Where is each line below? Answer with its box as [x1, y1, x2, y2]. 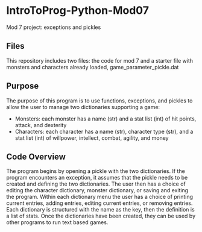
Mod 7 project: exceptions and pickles [6, 24, 101, 31]
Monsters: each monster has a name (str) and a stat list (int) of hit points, [14, 115, 197, 122]
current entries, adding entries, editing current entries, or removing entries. [6, 199, 193, 207]
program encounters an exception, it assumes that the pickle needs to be [6, 174, 188, 181]
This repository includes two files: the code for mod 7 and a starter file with [6, 57, 194, 64]
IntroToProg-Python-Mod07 [6, 4, 150, 17]
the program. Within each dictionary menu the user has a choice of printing [6, 193, 194, 201]
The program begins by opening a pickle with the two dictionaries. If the [6, 168, 185, 175]
